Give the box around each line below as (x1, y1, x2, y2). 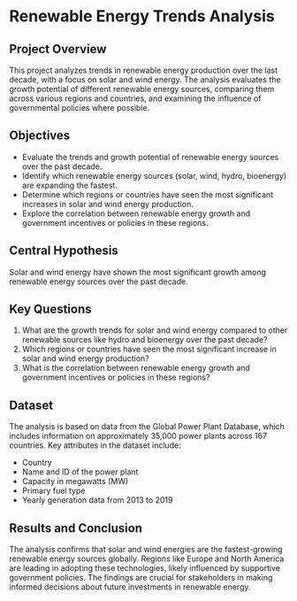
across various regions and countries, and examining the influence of (9, 93, 262, 104)
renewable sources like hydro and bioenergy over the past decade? (21, 335, 268, 345)
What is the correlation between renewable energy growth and (21, 363, 250, 374)
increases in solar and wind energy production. (21, 198, 194, 209)
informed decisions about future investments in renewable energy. (9, 582, 251, 592)
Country (21, 458, 52, 468)
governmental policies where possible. (9, 103, 150, 112)
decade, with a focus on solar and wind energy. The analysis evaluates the (9, 74, 281, 85)
